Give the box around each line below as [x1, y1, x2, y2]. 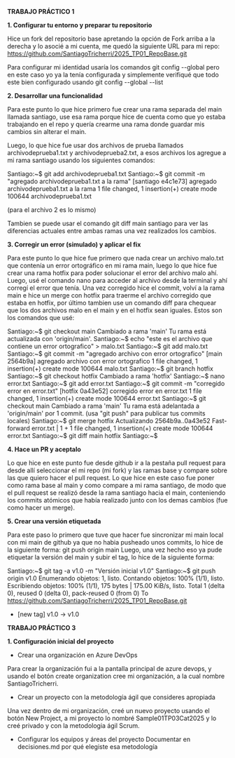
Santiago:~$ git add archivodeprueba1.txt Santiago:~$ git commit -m [7, 170, 206, 178]
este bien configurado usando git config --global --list [7, 78, 164, 86]
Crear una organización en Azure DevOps [17, 651, 138, 659]
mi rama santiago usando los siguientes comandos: [7, 156, 155, 164]
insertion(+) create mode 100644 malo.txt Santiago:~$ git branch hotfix [7, 364, 213, 373]
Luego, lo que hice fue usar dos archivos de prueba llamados [7, 141, 184, 149]
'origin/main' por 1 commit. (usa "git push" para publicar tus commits [7, 409, 206, 418]
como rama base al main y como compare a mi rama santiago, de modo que [7, 481, 227, 489]
